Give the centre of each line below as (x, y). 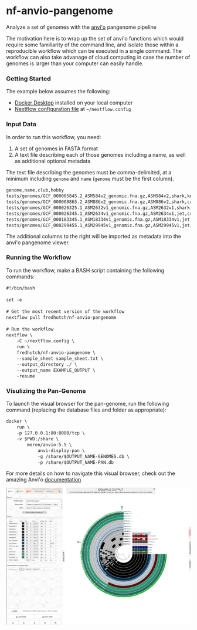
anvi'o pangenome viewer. (38, 242)
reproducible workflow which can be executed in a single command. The (94, 50)
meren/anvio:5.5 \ (50, 445)
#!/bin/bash (21, 288)
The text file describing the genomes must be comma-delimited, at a (89, 172)
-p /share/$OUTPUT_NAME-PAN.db (76, 463)
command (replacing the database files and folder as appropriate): (86, 410)
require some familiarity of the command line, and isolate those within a (92, 45)
